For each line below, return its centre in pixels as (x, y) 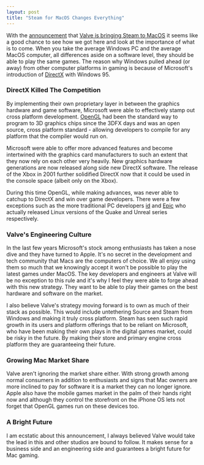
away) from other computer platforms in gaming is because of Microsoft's (100, 67)
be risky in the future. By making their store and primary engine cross (94, 338)
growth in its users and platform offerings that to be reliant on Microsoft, (97, 325)
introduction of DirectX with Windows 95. (58, 74)
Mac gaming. (23, 455)
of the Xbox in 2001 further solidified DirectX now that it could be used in (98, 174)
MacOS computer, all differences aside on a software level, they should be (100, 55)
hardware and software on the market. (55, 294)
